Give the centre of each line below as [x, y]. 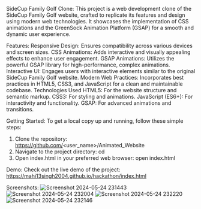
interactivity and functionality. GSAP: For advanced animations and [89, 103]
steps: [14, 127]
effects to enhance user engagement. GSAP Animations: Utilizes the [90, 58]
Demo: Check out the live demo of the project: [63, 169]
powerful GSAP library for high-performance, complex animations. [88, 65]
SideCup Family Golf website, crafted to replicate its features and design [96, 15]
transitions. [20, 109]
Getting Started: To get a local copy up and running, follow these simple [95, 121]
